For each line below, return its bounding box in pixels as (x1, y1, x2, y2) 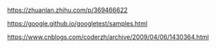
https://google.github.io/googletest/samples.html (7, 19, 148, 27)
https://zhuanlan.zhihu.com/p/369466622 (7, 6, 128, 14)
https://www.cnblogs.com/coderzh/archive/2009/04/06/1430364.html (7, 33, 210, 41)
